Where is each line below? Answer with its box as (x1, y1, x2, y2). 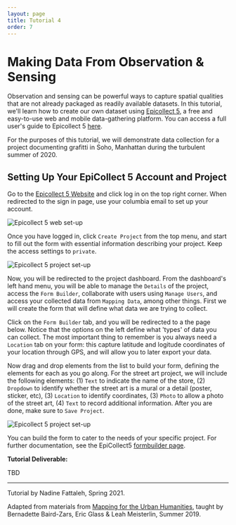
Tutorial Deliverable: (7, 455, 68, 464)
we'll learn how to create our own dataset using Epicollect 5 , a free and (7, 107, 213, 116)
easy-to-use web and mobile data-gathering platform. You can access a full (7, 114, 227, 123)
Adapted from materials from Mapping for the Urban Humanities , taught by (7, 502, 223, 511)
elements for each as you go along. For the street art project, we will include (7, 369, 228, 378)
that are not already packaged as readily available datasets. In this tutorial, (7, 99, 223, 108)
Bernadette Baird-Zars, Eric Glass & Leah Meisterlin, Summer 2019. (7, 510, 202, 519)
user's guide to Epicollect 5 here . (7, 122, 103, 130)
